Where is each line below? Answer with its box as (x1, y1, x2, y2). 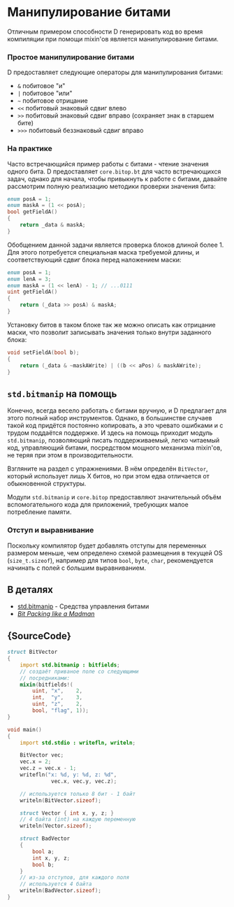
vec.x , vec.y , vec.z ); (51, 778, 117, 785)
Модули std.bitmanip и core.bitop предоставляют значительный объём (7, 493, 221, 501)
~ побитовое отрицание (17, 97, 89, 105)
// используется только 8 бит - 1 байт (20, 790, 136, 797)
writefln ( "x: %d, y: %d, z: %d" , (20, 771, 117, 778)
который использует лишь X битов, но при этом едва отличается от (7, 472, 210, 480)
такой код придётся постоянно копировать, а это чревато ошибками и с (7, 421, 224, 430)
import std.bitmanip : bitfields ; (20, 662, 120, 669)
